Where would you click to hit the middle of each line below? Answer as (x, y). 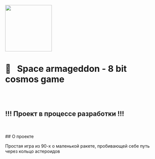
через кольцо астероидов (33, 151)
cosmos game (35, 79)
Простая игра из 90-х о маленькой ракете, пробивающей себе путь (77, 146)
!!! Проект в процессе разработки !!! (65, 114)
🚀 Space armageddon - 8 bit (66, 69)
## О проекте (19, 136)
